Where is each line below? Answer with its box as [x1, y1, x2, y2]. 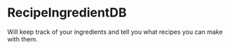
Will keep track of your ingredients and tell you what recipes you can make [7, 28, 223, 36]
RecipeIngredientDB [7, 5, 127, 21]
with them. [7, 35, 38, 43]
